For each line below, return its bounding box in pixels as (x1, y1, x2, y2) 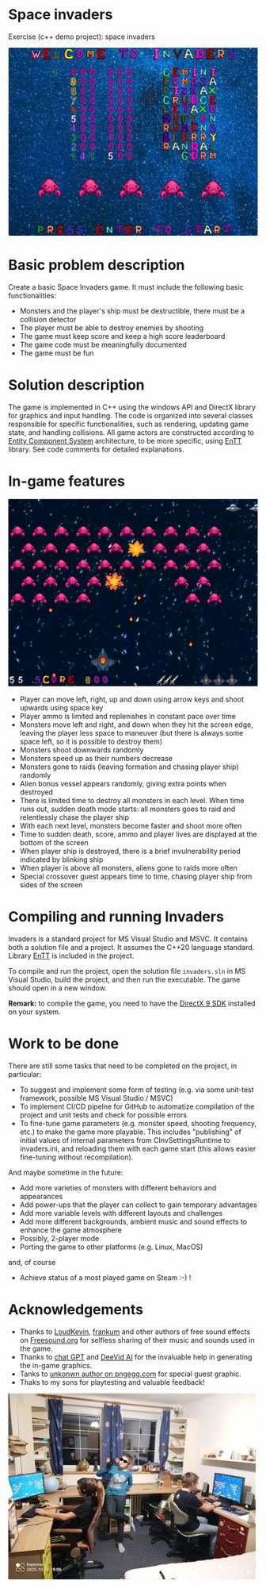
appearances (19, 1191, 63, 1201)
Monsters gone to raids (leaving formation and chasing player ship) (19, 762, 239, 771)
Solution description (8, 376, 145, 394)
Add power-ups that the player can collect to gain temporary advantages (19, 1200, 257, 1209)
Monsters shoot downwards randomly (19, 744, 144, 755)
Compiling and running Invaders (8, 908, 224, 926)
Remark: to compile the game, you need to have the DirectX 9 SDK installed (8, 998, 256, 1008)
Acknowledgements (8, 1300, 144, 1318)
